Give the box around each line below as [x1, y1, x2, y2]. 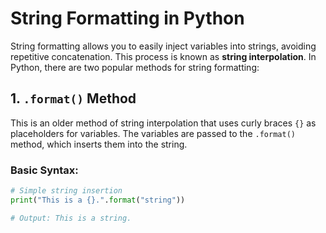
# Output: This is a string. [10, 213, 132, 223]
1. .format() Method [10, 90, 137, 107]
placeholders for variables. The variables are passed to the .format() [10, 127, 296, 139]
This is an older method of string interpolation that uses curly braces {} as [10, 117, 317, 129]
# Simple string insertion [10, 186, 123, 196]
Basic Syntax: [10, 163, 79, 177]
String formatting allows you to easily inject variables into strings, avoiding [10, 40, 317, 52]
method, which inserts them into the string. [10, 138, 188, 150]
